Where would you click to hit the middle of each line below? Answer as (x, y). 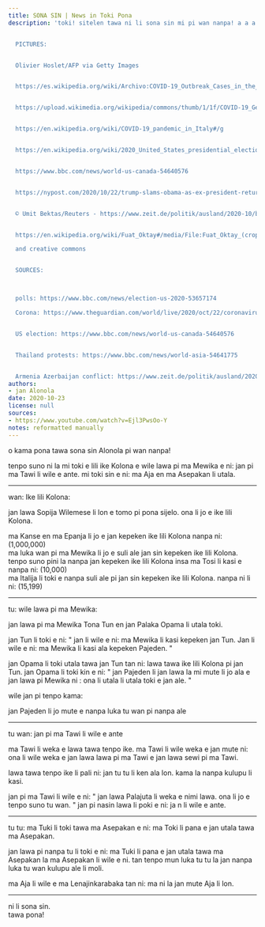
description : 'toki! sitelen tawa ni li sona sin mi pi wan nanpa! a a (128, 23)
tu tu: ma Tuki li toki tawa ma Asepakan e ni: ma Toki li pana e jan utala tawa (131, 827)
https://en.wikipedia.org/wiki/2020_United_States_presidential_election (139, 150)
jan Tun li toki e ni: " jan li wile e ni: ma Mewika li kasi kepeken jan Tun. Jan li (131, 639)
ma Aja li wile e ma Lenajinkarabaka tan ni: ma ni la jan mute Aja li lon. (121, 883)
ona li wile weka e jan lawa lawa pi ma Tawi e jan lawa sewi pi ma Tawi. (123, 757)
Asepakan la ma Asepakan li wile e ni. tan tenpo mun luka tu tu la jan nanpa (130, 860)
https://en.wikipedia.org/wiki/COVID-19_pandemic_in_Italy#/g (119, 129)
